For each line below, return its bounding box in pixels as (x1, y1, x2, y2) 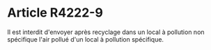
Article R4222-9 (7, 5, 103, 21)
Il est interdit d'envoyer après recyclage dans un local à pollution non (7, 28, 205, 36)
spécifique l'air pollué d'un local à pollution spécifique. (7, 35, 164, 43)
